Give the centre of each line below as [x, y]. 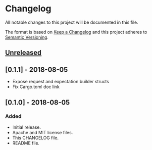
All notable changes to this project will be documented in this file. [72, 22]
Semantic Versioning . [27, 37]
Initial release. [26, 127]
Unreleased [24, 53]
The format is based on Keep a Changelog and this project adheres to [76, 32]
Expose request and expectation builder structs [61, 82]
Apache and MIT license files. [43, 132]
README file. [26, 143]
